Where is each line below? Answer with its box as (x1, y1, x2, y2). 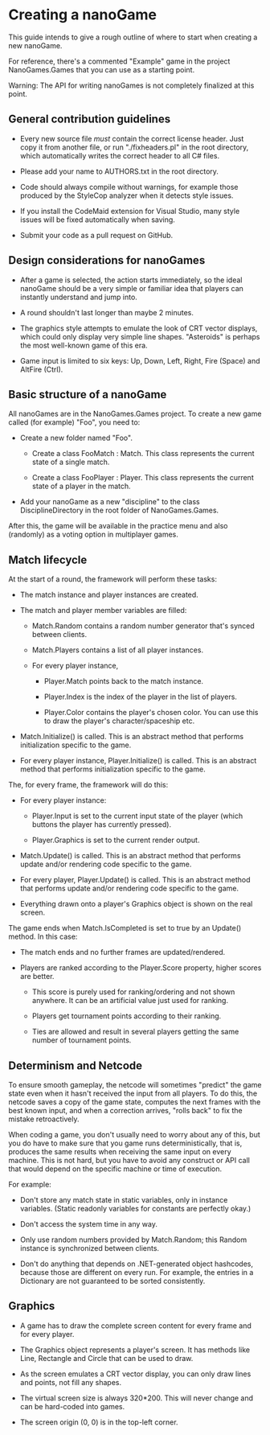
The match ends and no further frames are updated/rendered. (19, 948, 226, 957)
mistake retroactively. (8, 1114, 80, 1124)
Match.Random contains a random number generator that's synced (31, 621, 255, 631)
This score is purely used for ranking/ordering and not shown (31, 987, 235, 997)
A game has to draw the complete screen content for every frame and (19, 1321, 252, 1330)
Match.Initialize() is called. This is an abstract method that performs (19, 732, 243, 742)
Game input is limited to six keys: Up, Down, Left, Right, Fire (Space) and (19, 356, 260, 365)
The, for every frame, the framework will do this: (8, 780, 169, 790)
